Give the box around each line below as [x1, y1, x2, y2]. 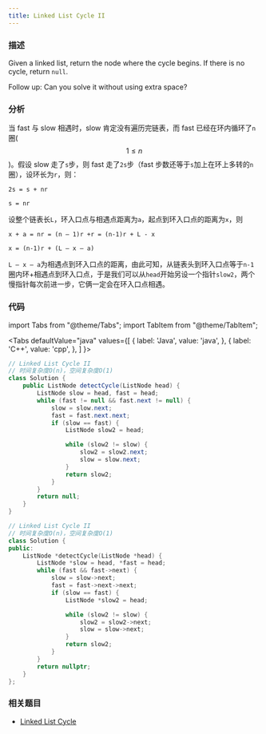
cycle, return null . [8, 66, 69, 76]
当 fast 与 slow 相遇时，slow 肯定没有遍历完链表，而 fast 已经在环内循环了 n [8, 123, 256, 133]
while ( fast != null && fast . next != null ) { [37, 396, 192, 404]
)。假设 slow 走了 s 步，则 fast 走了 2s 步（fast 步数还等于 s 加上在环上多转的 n [8, 160, 254, 169]
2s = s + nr [8, 185, 48, 194]
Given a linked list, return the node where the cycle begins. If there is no [8, 58, 245, 68]
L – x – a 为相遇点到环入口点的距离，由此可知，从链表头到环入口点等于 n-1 [8, 260, 254, 269]
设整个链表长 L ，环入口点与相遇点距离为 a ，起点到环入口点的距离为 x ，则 [8, 215, 244, 224]
